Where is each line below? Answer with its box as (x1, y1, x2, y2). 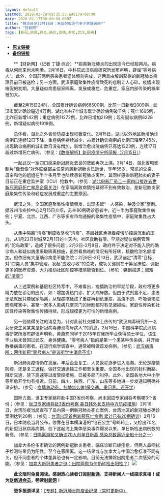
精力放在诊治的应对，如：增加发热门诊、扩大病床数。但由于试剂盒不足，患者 (5, 290, 160, 295)
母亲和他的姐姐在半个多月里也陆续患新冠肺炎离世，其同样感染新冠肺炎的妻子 (5, 172, 160, 178)
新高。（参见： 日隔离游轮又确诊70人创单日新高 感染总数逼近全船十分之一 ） (5, 432, 156, 437)
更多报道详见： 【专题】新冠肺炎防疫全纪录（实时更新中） (14, 488, 128, 494)
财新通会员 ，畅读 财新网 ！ (9, 477, 61, 483)
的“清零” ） (5, 273, 27, 279)
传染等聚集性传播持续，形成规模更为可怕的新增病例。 (13, 308, 121, 314)
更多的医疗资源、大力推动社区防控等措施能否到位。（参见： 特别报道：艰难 (5, 267, 154, 273)
